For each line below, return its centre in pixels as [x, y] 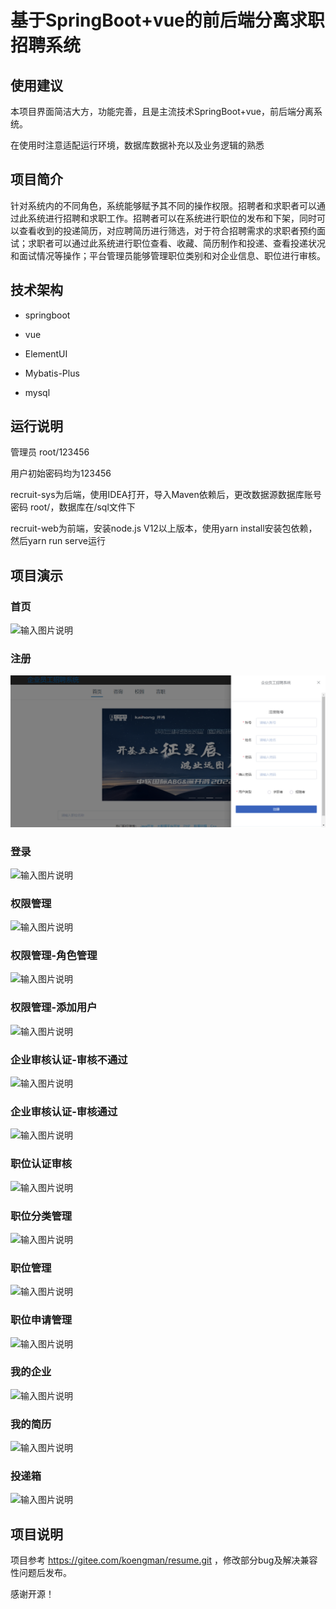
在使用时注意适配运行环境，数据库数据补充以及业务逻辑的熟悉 [137, 145]
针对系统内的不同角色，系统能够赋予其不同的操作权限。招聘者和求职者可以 [163, 205]
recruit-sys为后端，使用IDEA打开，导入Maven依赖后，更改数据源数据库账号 [166, 495]
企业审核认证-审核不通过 [69, 1059]
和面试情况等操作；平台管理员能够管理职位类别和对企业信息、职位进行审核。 [168, 255]
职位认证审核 [41, 1164]
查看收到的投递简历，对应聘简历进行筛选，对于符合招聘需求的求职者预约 [167, 230]
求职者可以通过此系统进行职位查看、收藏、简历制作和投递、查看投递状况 [176, 243]
